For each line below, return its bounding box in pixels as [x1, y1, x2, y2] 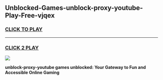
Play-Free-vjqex [5, 12, 55, 20]
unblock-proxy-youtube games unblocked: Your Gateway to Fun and [5, 64, 147, 70]
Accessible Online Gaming [5, 69, 60, 75]
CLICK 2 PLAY [5, 44, 39, 51]
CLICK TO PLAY [5, 26, 43, 33]
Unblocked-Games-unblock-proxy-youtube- [5, 4, 143, 12]
